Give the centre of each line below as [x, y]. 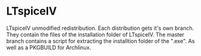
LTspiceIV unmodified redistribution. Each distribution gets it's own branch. [100, 28]
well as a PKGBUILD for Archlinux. [49, 47]
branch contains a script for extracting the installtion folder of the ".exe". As [101, 41]
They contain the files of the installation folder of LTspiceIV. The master [95, 34]
